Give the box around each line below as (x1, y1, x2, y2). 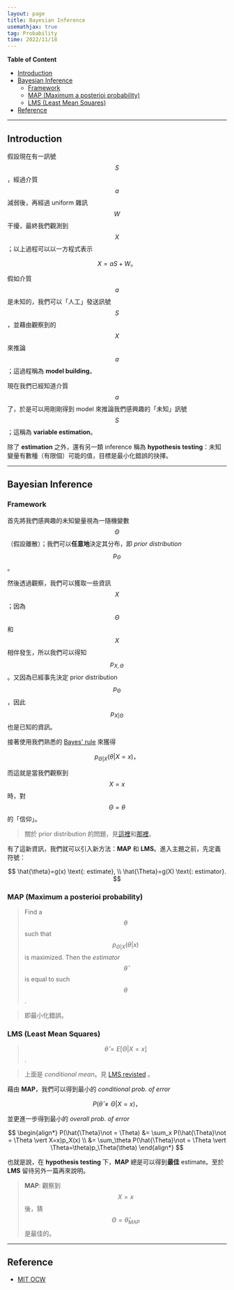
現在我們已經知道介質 (7, 381, 68, 390)
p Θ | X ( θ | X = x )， (94, 752, 140, 762)
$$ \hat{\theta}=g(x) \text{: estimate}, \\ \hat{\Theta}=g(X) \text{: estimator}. (8, 867, 226, 875)
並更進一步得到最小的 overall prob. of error (7, 1115, 130, 1122)
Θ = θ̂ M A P (111, 1216, 140, 1226)
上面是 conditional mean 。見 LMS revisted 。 (24, 1070, 155, 1078)
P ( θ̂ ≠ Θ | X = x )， (93, 1100, 141, 1108)
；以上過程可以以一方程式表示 (7, 244, 93, 253)
